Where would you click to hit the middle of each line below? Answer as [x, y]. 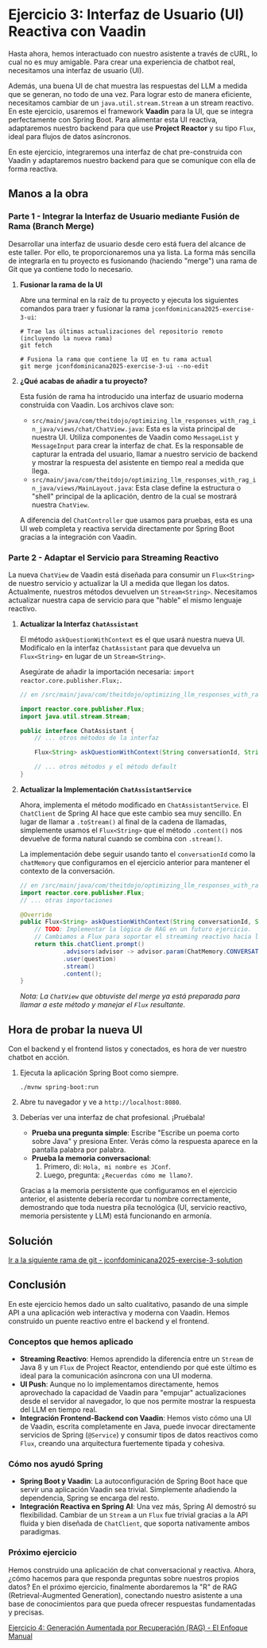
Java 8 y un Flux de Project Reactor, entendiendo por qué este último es [138, 1367]
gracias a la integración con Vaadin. [78, 537]
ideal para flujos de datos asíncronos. [70, 136]
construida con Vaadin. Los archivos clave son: [97, 405]
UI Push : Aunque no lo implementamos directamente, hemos [119, 1384]
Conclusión [37, 1285]
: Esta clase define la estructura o [186, 487]
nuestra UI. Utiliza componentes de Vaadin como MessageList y [135, 437]
